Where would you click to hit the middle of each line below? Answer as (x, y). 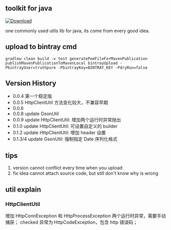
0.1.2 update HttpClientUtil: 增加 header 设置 (59, 133)
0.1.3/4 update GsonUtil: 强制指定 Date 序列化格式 (65, 139)
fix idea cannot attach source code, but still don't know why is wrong (85, 173)
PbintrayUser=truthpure (31, 68)
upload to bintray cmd (41, 47)
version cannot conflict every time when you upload (68, 168)
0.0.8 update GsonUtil (36, 114)
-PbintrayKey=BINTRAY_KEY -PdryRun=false (103, 68)
